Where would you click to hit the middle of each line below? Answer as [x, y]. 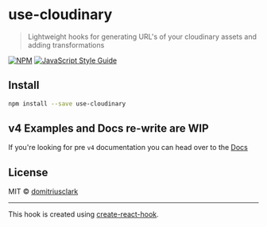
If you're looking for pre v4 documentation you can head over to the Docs [128, 148]
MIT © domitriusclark [43, 191]
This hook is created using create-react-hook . [83, 214]
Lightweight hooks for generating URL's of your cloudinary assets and [142, 37]
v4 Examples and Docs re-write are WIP [108, 129]
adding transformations [66, 44]
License [28, 172]
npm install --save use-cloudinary [67, 104]
